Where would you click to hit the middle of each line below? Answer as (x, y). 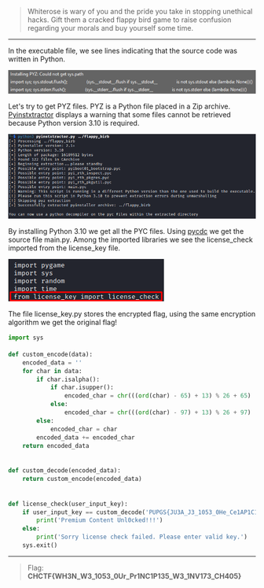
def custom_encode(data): (50, 354)
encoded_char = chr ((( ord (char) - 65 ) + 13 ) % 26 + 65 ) (158, 396)
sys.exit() (40, 545)
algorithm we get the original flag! (63, 323)
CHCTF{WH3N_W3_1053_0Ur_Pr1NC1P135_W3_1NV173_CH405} (134, 576)
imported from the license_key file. (64, 248)
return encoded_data (56, 446)
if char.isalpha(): (68, 379)
